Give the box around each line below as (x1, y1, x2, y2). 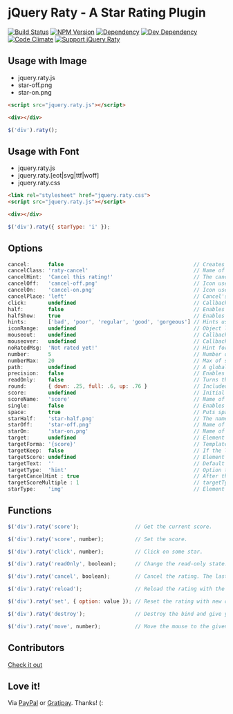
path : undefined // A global (8, 364, 228, 370)
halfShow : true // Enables (8, 312, 225, 319)
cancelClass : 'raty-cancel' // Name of (8, 267, 225, 274)
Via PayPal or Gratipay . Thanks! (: (8, 699, 103, 707)
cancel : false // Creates (8, 261, 225, 267)
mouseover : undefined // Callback (8, 338, 228, 345)
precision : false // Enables (8, 370, 225, 377)
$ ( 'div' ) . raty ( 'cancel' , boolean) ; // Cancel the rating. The (8, 573, 213, 580)
